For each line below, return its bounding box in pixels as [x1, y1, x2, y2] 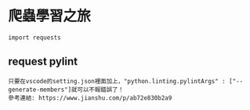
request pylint [8, 55, 78, 68]
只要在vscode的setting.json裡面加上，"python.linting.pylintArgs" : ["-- [8, 77, 244, 85]
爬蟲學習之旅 [8, 7, 92, 25]
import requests [8, 33, 61, 42]
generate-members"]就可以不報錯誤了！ [8, 86, 124, 93]
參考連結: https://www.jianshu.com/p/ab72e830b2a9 [8, 93, 172, 102]
